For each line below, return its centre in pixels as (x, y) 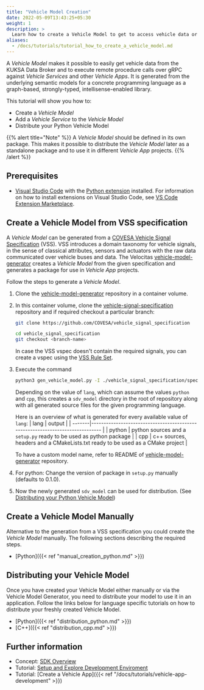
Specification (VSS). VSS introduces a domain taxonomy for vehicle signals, (101, 244)
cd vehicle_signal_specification (58, 334)
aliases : (17, 40)
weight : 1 (19, 23)
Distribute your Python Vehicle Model (62, 125)
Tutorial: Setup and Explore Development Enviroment (81, 668)
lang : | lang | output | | (43, 423)
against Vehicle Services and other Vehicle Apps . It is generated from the (98, 76)
